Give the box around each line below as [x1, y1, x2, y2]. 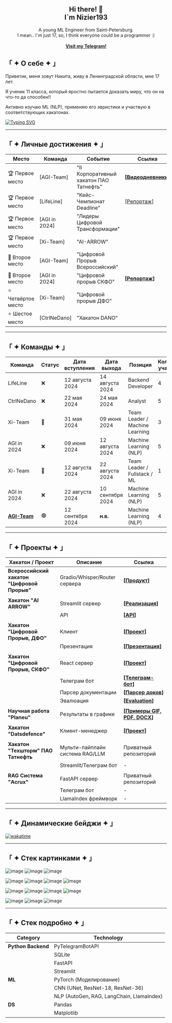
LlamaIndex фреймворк [59, 795, 118, 802]
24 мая [99, 395, 118, 402]
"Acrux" [8, 778, 29, 786]
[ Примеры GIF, [123, 707, 162, 714]
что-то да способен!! [5, 94, 51, 100]
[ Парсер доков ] [123, 689, 164, 696]
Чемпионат [76, 198, 105, 205]
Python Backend [8, 943, 49, 950]
